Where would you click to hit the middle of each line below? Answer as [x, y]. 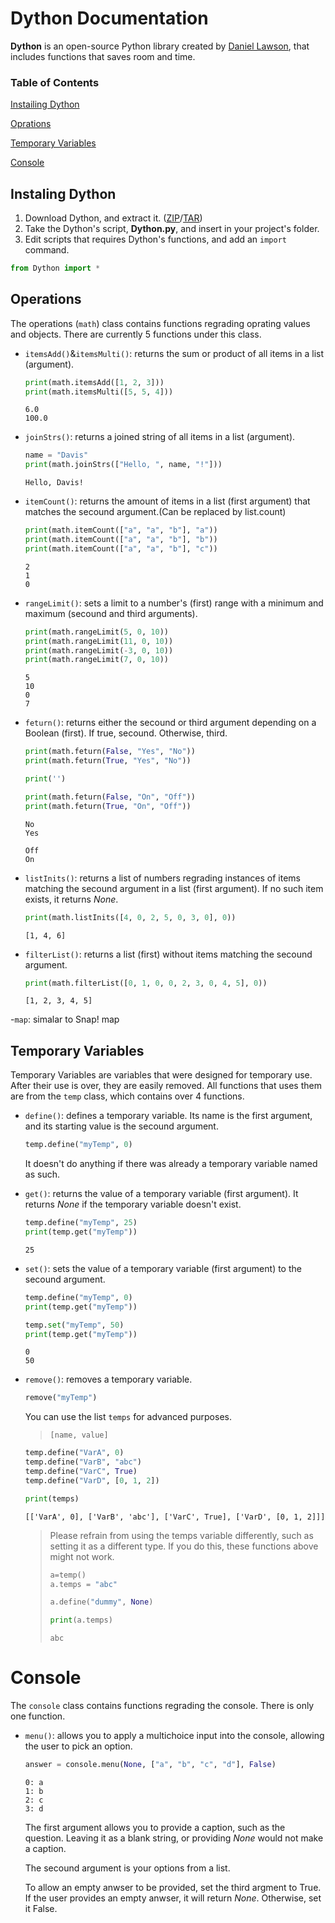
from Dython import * [55, 268]
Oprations [31, 124]
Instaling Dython [63, 193]
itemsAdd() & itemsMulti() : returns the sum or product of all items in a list [174, 353]
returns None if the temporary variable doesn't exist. [133, 1204]
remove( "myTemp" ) [61, 1398]
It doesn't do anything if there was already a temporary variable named [171, 1164]
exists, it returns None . [71, 899]
